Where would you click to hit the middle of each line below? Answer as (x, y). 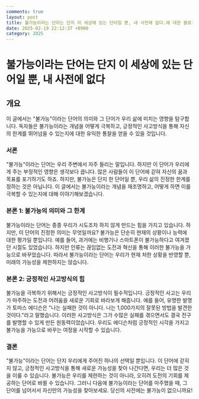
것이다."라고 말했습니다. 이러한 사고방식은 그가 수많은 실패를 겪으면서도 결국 (93, 315)
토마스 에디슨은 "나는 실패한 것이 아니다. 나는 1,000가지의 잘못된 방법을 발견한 (102, 308)
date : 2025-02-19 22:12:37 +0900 (47, 28)
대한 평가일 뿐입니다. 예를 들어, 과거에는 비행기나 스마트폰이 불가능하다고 (90, 240)
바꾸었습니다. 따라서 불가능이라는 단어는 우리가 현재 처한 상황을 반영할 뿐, (106, 254)
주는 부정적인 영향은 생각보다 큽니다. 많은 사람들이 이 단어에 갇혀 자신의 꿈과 (100, 172)
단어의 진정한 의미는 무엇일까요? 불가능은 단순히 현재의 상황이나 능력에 (106, 232)
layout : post (22, 17)
